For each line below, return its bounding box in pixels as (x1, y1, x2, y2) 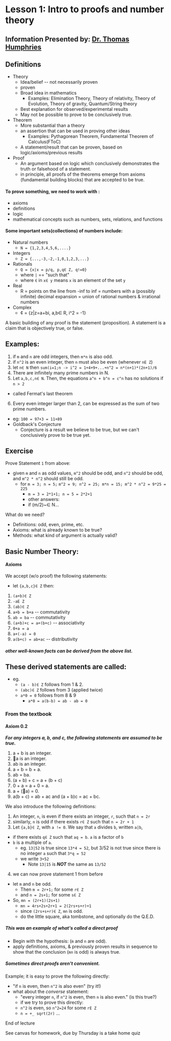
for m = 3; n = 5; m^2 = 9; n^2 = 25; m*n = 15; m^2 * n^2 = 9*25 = (20, 481, 166, 487)
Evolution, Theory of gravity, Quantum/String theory (28, 101, 137, 107)
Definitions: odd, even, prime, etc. (12, 522, 84, 528)
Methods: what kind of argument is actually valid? (12, 532, 117, 538)
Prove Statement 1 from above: (5, 460, 70, 466)
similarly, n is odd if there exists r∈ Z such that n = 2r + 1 (12, 818, 134, 824)
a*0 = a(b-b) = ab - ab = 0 (28, 699, 88, 704)
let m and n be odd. (12, 881, 52, 887)
